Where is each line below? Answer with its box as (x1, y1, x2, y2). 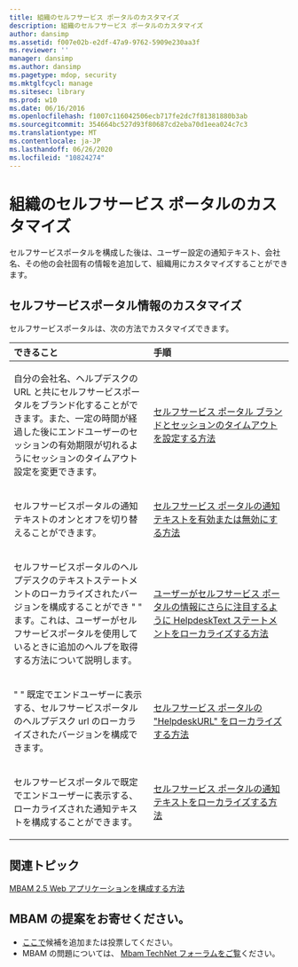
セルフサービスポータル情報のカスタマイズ (9, 298, 242, 313)
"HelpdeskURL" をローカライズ (153, 715, 282, 727)
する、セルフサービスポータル (13, 702, 139, 714)
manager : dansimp (9, 54, 74, 63)
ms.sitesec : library (9, 87, 86, 96)
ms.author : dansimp (9, 63, 82, 72)
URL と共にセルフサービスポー (13, 386, 140, 398)
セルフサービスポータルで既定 (13, 776, 139, 789)
